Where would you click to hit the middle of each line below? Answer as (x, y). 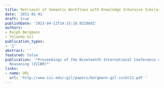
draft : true (17, 19)
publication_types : (25, 42)
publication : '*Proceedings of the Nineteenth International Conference (81, 60)
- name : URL (17, 73)
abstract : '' (18, 50)
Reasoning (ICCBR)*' (30, 64)
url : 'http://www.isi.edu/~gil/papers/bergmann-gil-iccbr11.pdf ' (78, 78)
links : (12, 69)
